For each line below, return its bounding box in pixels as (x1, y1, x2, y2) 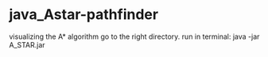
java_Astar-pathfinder (9, 6, 158, 24)
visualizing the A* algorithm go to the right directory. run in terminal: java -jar (9, 32, 260, 41)
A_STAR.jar (9, 40, 46, 49)
